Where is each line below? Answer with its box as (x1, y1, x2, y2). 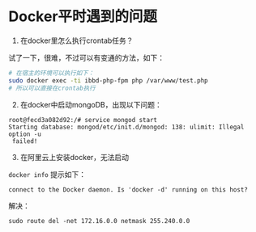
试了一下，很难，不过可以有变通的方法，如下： (8, 53, 164, 62)
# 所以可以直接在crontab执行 (8, 84, 96, 92)
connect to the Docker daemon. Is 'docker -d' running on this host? (8, 185, 249, 194)
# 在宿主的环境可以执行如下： (8, 69, 95, 77)
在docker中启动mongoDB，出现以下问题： (19, 99, 162, 109)
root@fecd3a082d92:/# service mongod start (8, 116, 158, 124)
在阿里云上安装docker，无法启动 (19, 152, 130, 162)
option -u (8, 130, 42, 138)
